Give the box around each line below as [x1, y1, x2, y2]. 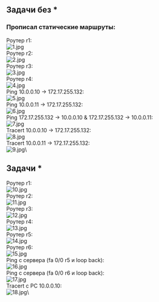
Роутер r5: [6, 231, 33, 238]
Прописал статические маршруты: [6, 23, 116, 31]
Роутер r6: [6, 243, 33, 251]
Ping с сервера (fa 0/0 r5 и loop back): [6, 256, 105, 263]
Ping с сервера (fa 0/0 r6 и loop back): [6, 269, 105, 277]
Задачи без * [6, 5, 58, 15]
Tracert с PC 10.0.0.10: [6, 282, 62, 289]
